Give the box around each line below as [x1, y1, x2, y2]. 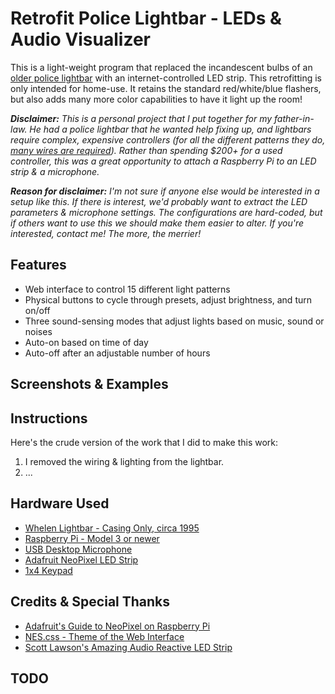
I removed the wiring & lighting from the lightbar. [24, 455, 225, 467]
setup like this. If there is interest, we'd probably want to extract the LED [10, 195, 308, 207]
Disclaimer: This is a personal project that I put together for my [10, 112, 273, 124]
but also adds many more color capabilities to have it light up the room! [10, 93, 303, 105]
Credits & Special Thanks [10, 593, 171, 611]
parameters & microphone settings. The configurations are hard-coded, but [10, 206, 323, 218]
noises [24, 325, 53, 337]
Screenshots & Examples [10, 376, 169, 393]
